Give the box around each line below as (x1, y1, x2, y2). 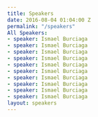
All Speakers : (7, 29, 48, 36)
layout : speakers (7, 100, 57, 107)
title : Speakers (7, 10, 54, 17)
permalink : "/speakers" (7, 23, 76, 30)
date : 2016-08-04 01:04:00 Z (7, 17, 91, 23)
